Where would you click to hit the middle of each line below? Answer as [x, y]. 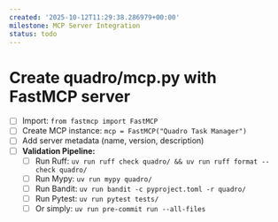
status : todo [33, 34]
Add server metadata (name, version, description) [113, 141]
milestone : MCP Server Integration [75, 26]
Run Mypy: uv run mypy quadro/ [93, 179]
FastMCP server [70, 96]
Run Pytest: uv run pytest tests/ [97, 198]
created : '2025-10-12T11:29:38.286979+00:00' [94, 17]
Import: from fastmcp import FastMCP [90, 121]
